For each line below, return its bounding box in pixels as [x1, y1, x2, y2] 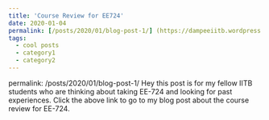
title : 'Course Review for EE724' [8, 11, 125, 20]
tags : [8, 34, 27, 42]
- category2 [15, 57, 56, 65]
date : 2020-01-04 [8, 19, 67, 27]
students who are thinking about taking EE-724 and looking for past [8, 86, 233, 96]
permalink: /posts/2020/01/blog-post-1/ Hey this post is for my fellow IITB [8, 78, 253, 88]
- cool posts [15, 42, 60, 50]
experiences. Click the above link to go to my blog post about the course [8, 95, 250, 105]
